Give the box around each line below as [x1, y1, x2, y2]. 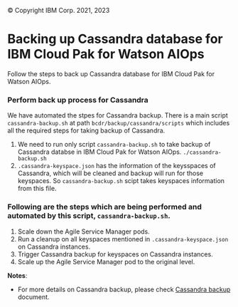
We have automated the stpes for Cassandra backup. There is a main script [7, 111, 229, 120]
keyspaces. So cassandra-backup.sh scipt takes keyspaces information [17, 177, 225, 185]
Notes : [7, 271, 28, 280]
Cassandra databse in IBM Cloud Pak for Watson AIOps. [17, 147, 182, 156]
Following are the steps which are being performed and [7, 202, 202, 212]
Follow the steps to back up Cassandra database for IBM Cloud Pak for [7, 69, 215, 78]
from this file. [17, 184, 57, 193]
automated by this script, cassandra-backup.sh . [7, 211, 171, 221]
